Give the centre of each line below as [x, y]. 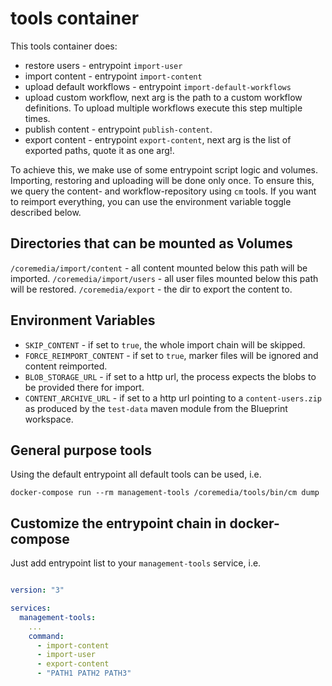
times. [37, 118]
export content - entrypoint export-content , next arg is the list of [158, 139]
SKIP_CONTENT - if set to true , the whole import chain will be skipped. [165, 344]
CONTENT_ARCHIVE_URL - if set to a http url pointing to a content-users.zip [173, 398]
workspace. [49, 419]
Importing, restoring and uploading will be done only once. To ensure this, [162, 180]
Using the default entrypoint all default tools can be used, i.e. [136, 474]
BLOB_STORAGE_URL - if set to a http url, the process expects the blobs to [170, 376]
